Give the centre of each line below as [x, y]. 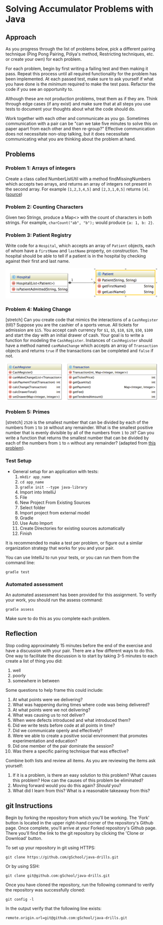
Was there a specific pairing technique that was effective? [71, 751]
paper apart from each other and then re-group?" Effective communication [80, 129]
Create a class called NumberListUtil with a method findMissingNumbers [78, 179]
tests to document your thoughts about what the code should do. [70, 109]
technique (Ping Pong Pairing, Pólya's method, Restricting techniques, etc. [80, 54]
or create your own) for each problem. [44, 59]
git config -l [20, 899]
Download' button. [24, 838]
